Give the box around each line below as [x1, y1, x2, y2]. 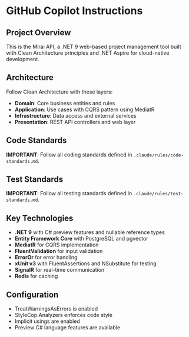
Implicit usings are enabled [14, 318, 81, 325]
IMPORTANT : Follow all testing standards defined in [6, 190, 132, 197]
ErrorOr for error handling [14, 254, 78, 261]
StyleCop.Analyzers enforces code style [14, 312, 113, 319]
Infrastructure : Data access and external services [14, 112, 137, 119]
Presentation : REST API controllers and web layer [14, 118, 136, 125]
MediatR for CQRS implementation [14, 241, 99, 248]
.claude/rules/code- [133, 152, 184, 158]
